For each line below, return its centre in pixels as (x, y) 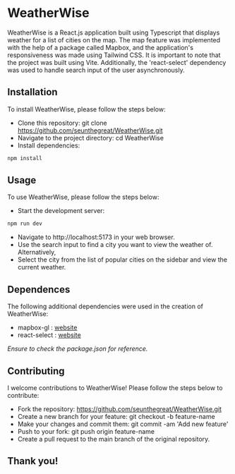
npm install (25, 158)
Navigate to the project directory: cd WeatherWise (91, 138)
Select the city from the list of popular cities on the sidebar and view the (122, 260)
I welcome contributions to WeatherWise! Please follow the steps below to (115, 388)
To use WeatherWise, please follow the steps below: (83, 197)
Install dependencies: (49, 145)
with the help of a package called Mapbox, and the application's (101, 47)
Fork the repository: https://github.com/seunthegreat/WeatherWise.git (120, 409)
